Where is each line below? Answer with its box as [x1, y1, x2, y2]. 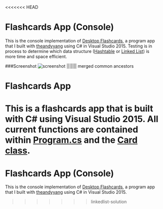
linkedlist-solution [91, 199, 127, 205]
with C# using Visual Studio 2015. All [5, 114, 159, 125]
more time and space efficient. [5, 53, 67, 59]
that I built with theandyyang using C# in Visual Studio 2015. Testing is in [5, 43, 153, 49]
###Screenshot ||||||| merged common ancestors [5, 63, 134, 69]
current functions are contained [5, 124, 138, 135]
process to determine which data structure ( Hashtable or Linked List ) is [5, 48, 150, 54]
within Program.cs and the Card [5, 134, 138, 146]
